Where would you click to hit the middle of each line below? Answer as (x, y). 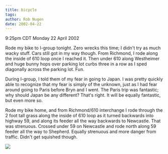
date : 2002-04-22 (23, 24)
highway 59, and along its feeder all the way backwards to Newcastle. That (83, 121)
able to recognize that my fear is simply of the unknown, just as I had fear (81, 85)
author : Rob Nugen (24, 19)
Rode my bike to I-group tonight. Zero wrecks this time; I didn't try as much (83, 48)
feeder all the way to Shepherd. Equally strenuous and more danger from (81, 132)
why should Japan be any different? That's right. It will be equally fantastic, (83, 95)
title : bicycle (21, 10)
